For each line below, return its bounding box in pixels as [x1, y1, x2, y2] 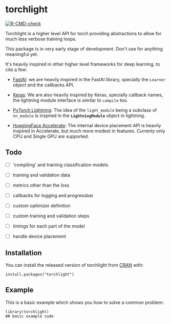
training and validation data [12, 172, 71, 178]
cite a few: [5, 66, 27, 73]
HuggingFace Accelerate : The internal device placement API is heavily [12, 122, 161, 128]
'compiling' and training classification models [12, 161, 109, 168]
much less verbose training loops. [5, 36, 77, 42]
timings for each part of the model [12, 223, 85, 229]
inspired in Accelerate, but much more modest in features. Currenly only [12, 128, 165, 134]
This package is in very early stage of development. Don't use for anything [5, 45, 163, 52]
